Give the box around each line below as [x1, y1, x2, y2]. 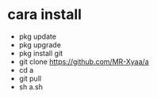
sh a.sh [18, 81, 43, 92]
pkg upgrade [18, 40, 61, 49]
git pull [18, 73, 41, 83]
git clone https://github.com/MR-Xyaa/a [18, 57, 149, 66]
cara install [7, 6, 82, 24]
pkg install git [18, 48, 63, 58]
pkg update [18, 32, 57, 41]
